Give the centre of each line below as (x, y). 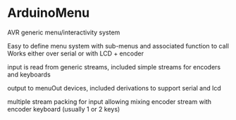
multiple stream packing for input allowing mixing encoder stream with (110, 101)
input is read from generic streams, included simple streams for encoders (114, 67)
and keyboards (29, 74)
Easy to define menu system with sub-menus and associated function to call (118, 46)
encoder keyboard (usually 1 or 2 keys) (64, 109)
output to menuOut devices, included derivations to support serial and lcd (114, 88)
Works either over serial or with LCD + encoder (76, 53)
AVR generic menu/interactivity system (64, 32)
